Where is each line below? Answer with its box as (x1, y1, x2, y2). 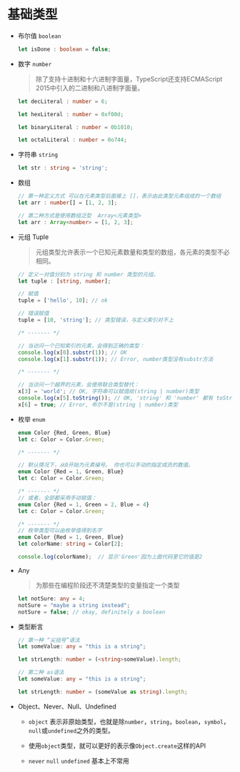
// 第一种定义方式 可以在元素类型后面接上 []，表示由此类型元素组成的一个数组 (17, 193, 221, 200)
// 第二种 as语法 (17, 669, 64, 676)
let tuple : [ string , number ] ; (17, 278, 111, 285)
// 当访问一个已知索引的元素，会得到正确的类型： (17, 342, 145, 350)
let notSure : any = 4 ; (17, 595, 86, 602)
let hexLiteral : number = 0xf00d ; (17, 111, 124, 118)
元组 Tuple (17, 233, 49, 241)
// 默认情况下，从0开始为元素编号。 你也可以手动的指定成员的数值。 (17, 462, 194, 469)
